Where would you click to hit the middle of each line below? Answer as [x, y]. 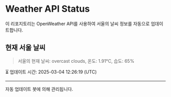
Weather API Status [48, 9]
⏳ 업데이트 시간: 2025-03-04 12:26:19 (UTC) [51, 71]
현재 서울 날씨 [25, 48]
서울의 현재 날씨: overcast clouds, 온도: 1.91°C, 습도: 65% [76, 61]
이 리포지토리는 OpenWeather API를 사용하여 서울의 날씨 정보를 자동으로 [78, 23]
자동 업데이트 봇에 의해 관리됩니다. [39, 89]
